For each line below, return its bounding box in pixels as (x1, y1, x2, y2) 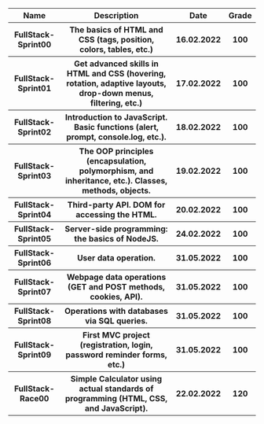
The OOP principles (79, 146, 154, 157)
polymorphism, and (79, 165, 154, 176)
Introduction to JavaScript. (65, 112, 167, 123)
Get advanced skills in (73, 58, 159, 69)
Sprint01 (17, 83, 52, 94)
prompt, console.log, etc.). (66, 131, 167, 142)
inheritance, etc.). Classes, (65, 175, 167, 186)
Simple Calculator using (70, 374, 163, 384)
